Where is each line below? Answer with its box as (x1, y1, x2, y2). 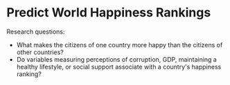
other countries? (16, 48, 64, 56)
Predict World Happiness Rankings (6, 5, 211, 21)
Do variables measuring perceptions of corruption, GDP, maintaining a (16, 55, 218, 63)
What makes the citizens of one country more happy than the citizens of (16, 40, 223, 49)
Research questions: (6, 27, 65, 36)
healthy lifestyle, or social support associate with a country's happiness (16, 62, 222, 71)
